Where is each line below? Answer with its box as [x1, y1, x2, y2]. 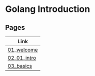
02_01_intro [7, 55, 36, 61]
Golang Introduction [5, 3, 90, 15]
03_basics [7, 63, 32, 69]
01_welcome [7, 46, 38, 53]
